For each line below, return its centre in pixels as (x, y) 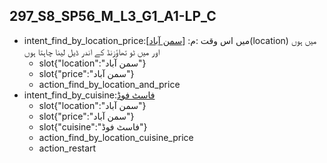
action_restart (67, 148)
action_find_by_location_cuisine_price (116, 137)
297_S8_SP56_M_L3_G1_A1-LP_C (113, 16)
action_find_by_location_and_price (109, 84)
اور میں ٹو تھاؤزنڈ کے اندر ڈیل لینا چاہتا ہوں (92, 51)
